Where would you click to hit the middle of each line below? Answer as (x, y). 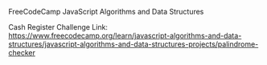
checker (22, 53)
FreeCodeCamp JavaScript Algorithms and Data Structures (106, 12)
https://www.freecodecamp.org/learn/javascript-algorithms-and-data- (125, 36)
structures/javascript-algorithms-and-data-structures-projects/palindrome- (133, 44)
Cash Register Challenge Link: (58, 27)
